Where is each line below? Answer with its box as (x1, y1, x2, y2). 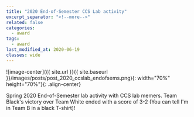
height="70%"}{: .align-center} (6, 80, 81, 88)
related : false (6, 19, 43, 25)
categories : (6, 25, 35, 31)
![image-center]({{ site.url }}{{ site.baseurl (6, 68, 108, 75)
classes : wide (6, 52, 41, 58)
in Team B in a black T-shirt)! (6, 104, 76, 111)
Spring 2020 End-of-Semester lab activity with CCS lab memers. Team (6, 92, 178, 99)
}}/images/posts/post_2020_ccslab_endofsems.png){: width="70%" (6, 74, 171, 81)
